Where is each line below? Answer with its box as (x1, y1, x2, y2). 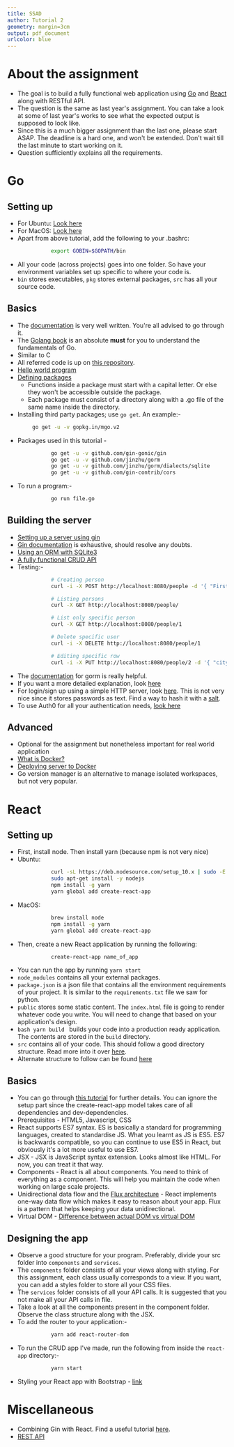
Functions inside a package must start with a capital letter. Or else (27, 380, 217, 389)
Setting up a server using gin (17, 533, 100, 541)
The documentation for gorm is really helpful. (17, 671, 148, 680)
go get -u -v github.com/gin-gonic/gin (51, 449, 167, 457)
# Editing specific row (51, 652, 120, 659)
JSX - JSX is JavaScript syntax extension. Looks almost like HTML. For (17, 1153, 221, 1162)
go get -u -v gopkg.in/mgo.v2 (32, 423, 120, 430)
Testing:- (17, 562, 44, 571)
